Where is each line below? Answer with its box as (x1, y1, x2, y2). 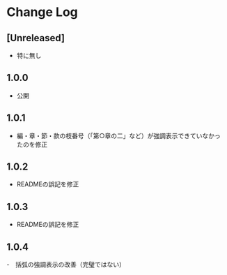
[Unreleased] (6, 32, 65, 44)
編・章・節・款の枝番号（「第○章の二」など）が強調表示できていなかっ (16, 131, 221, 140)
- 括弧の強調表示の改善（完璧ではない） (6, 260, 126, 269)
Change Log (6, 4, 78, 20)
